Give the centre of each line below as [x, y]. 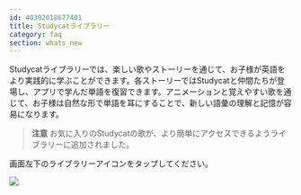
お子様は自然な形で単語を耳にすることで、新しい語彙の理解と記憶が [159, 103]
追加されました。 [102, 145]
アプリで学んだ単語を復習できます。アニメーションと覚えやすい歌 [155, 92]
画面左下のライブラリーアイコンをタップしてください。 [111, 164]
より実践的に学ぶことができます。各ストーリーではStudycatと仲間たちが [143, 81]
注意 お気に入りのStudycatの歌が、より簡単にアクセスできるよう [151, 133]
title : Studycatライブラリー [60, 26]
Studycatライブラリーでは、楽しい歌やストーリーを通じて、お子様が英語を [147, 69]
